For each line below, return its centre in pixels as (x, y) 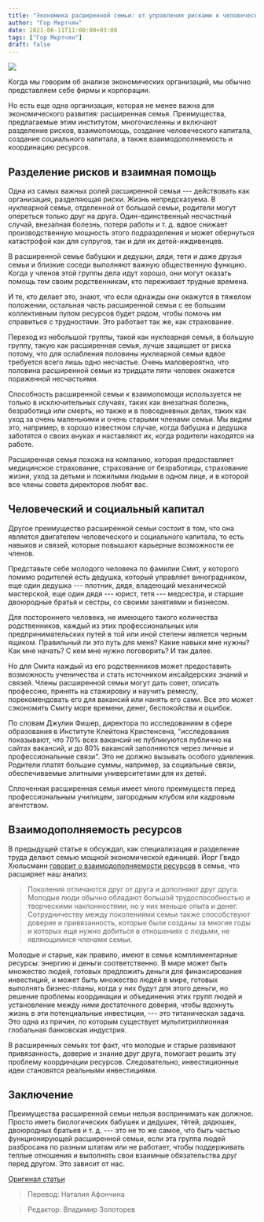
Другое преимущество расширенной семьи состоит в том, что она (121, 528)
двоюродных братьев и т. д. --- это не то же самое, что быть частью (124, 1131)
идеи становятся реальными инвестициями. (82, 1070)
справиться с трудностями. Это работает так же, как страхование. (121, 321)
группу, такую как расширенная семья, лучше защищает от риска (120, 345)
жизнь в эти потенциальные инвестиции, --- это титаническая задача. (127, 1013)
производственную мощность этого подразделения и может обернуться (131, 232)
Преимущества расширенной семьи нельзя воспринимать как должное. (131, 1113)
